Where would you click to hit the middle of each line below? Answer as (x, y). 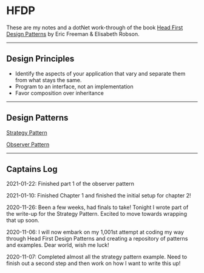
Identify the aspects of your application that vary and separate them (100, 73)
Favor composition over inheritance (59, 93)
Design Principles (40, 59)
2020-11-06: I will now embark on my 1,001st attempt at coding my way (95, 232)
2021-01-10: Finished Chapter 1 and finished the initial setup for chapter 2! (99, 196)
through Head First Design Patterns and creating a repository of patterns (97, 239)
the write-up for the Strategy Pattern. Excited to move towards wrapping (97, 214)
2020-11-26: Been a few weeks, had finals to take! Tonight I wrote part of (97, 207)
